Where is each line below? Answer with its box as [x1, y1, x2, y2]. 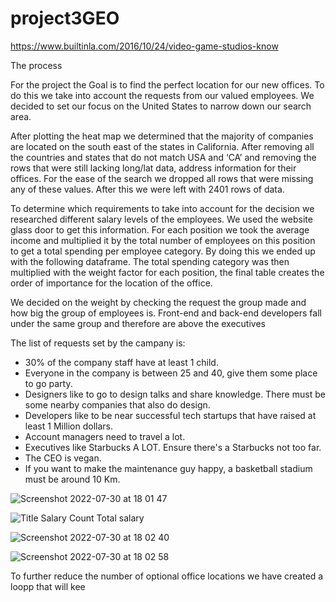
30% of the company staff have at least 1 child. [24, 356, 219, 368]
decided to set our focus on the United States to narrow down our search [10, 100, 312, 112]
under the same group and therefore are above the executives [10, 317, 266, 329]
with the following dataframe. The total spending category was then [10, 255, 290, 267]
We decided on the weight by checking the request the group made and [10, 296, 307, 308]
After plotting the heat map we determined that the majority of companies [10, 130, 314, 142]
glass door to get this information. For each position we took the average [10, 223, 310, 236]
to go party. [24, 377, 73, 389]
